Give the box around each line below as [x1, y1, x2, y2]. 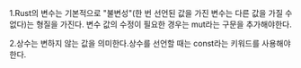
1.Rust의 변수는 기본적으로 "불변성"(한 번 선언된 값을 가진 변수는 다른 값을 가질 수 [9, 8, 293, 18]
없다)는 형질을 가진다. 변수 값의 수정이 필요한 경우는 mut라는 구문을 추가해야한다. [9, 19, 292, 30]
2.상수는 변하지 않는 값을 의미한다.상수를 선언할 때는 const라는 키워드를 [9, 38, 261, 48]
